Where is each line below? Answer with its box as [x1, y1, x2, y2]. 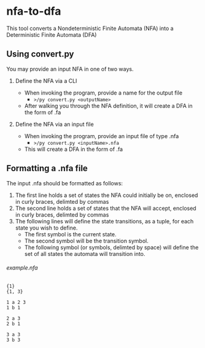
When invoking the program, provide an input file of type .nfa [24, 132, 179, 139]
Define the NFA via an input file [15, 120, 94, 128]
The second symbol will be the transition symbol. [24, 237, 149, 244]
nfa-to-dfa [6, 4, 61, 18]
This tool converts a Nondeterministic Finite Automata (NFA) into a [6, 25, 174, 32]
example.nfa [6, 264, 38, 271]
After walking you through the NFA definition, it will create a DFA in [24, 102, 193, 109]
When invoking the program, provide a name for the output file [24, 89, 183, 96]
